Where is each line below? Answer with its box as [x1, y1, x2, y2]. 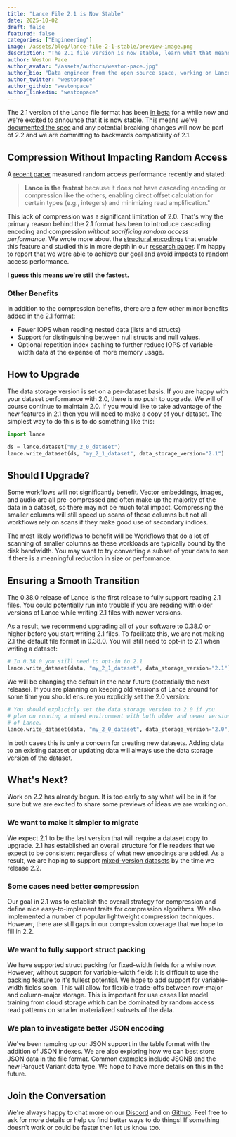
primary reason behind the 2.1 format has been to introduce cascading [7, 219, 211, 228]
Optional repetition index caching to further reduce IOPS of [17, 340, 188, 349]
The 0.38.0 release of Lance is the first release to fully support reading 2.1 [7, 594, 221, 602]
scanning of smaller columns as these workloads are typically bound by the [7, 539, 226, 548]
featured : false [7, 30, 55, 37]
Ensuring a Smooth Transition [7, 574, 140, 586]
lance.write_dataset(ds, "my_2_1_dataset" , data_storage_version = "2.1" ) [7, 450, 225, 457]
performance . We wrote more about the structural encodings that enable [7, 234, 218, 243]
